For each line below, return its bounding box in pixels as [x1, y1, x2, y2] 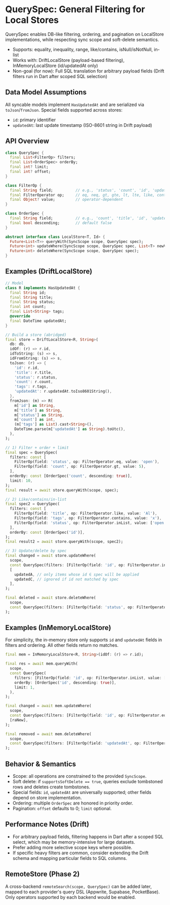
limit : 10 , [10, 478, 33, 483]
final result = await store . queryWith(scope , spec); [5, 488, 119, 493]
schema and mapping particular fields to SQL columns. [12, 855, 127, 861]
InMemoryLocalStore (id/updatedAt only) [12, 62, 98, 68]
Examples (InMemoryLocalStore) [5, 623, 111, 632]
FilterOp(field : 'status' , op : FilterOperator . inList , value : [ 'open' [14, 520, 166, 526]
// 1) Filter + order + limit [5, 445, 69, 450]
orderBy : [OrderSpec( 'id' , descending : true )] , [14, 680, 116, 685]
